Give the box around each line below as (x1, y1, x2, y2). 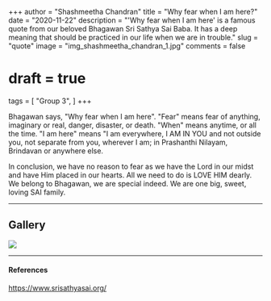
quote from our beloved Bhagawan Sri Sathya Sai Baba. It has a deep (8, 24, 238, 33)
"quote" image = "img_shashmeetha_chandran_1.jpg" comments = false (8, 41, 246, 51)
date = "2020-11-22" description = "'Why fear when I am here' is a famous (8, 15, 256, 25)
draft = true (8, 69, 86, 88)
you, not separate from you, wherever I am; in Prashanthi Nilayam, (8, 137, 228, 147)
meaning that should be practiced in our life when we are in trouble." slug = (8, 32, 259, 42)
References (8, 265, 48, 275)
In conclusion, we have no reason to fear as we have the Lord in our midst (8, 161, 254, 171)
